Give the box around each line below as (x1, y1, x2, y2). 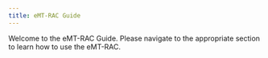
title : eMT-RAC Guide (8, 11, 81, 20)
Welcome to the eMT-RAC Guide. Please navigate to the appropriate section (8, 33, 260, 43)
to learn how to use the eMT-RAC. (8, 41, 122, 52)
